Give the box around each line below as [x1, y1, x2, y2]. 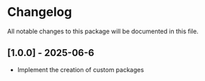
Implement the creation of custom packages [17, 65, 145, 73]
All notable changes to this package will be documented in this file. [7, 27, 199, 35]
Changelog [7, 4, 72, 20]
